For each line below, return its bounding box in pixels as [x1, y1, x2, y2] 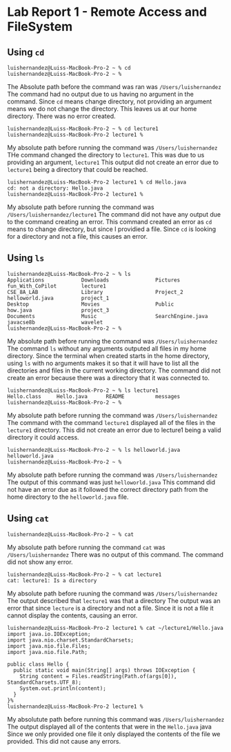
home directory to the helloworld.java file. [7, 493, 129, 501]
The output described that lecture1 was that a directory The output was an [7, 596, 221, 604]
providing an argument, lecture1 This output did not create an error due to [7, 158, 219, 166]
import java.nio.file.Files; [7, 642, 91, 649]
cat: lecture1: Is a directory [7, 577, 97, 584]
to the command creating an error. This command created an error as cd [7, 218, 212, 226]
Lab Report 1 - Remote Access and [7, 4, 208, 20]
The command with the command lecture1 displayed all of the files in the [7, 418, 216, 426]
